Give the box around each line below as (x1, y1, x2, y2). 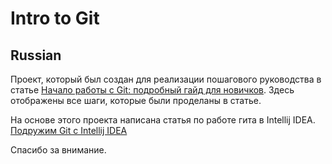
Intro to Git (10, 7, 100, 30)
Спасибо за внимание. (10, 144, 107, 156)
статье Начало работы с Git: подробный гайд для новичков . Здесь (10, 84, 295, 96)
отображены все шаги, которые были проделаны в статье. (10, 95, 262, 106)
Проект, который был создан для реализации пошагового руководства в (10, 73, 322, 85)
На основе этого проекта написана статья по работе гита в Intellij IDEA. (10, 114, 316, 126)
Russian (10, 47, 62, 64)
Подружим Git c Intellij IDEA (10, 125, 128, 136)
